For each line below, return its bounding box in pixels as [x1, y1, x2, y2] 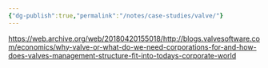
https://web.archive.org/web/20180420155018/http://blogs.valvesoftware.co [8, 34, 261, 43]
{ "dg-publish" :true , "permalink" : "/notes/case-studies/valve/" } [8, 11, 224, 20]
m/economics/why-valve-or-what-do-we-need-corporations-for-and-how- [8, 42, 258, 52]
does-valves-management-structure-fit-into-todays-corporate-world [8, 50, 237, 60]
